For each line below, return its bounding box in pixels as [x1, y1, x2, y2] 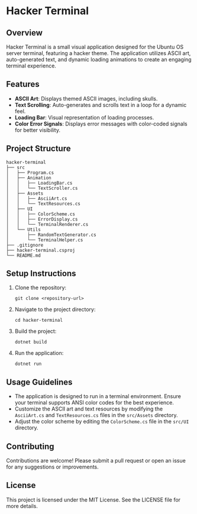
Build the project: [14, 328, 57, 335]
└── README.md [6, 253, 41, 258]
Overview [6, 28, 43, 38]
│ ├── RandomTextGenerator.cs [6, 232, 96, 238]
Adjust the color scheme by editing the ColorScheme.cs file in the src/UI [14, 418, 189, 425]
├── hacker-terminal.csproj [6, 247, 76, 253]
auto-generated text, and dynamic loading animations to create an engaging [6, 56, 192, 63]
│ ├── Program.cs [6, 170, 54, 176]
